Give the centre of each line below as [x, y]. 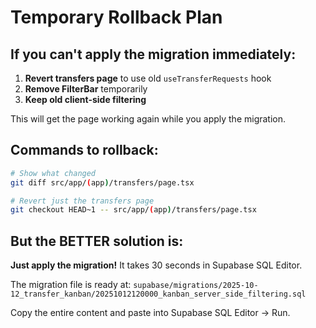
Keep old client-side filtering [85, 99]
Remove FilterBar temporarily [86, 89]
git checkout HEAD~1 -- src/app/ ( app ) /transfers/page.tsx [133, 210]
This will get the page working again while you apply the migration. [148, 119]
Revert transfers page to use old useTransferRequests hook [148, 78]
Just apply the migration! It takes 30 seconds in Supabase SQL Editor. [156, 265]
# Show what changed [53, 173]
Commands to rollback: [84, 150]
